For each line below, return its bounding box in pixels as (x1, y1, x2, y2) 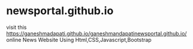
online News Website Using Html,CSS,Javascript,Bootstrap (6, 36, 152, 43)
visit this (6, 24, 27, 31)
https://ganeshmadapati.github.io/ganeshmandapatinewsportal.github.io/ (6, 30, 187, 37)
